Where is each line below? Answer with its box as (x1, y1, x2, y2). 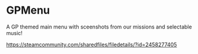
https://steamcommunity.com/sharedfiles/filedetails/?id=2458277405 (6, 41, 177, 48)
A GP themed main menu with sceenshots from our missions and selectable (6, 23, 192, 30)
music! (6, 29, 23, 36)
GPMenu (6, 4, 50, 17)
